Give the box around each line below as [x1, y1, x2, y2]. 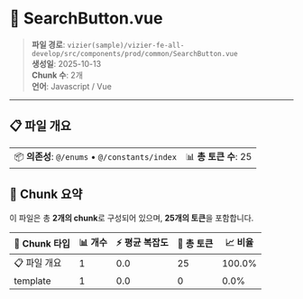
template [14, 275, 51, 287]
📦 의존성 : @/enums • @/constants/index [14, 150, 178, 163]
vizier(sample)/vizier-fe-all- [67, 41, 185, 50]
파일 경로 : [31, 39, 66, 50]
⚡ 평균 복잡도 [115, 236, 169, 248]
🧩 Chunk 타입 [14, 238, 70, 250]
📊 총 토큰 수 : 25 [185, 150, 252, 163]
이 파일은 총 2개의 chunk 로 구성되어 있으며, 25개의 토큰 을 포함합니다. [9, 212, 254, 223]
